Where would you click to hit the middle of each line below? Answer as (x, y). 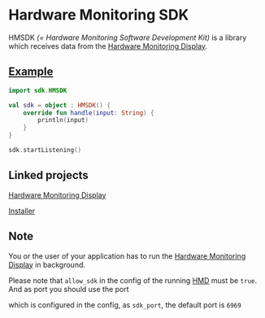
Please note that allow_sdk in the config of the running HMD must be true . (133, 280)
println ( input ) (63, 120)
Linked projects (49, 175)
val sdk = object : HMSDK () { (60, 105)
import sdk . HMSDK (38, 90)
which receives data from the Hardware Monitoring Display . (108, 46)
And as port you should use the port (69, 289)
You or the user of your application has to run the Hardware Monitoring (127, 256)
